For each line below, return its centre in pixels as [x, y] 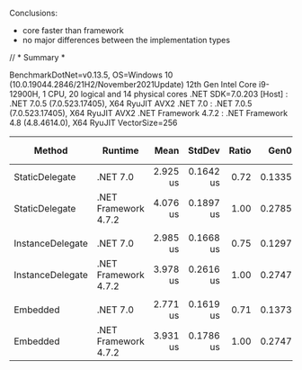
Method [51, 150]
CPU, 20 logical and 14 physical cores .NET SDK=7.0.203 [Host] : [168, 94]
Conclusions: [34, 13]
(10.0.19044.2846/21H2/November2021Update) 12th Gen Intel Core [133, 84]
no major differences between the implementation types [126, 40]
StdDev [204, 150]
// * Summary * [37, 57]
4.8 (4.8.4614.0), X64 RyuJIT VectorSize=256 [93, 122]
